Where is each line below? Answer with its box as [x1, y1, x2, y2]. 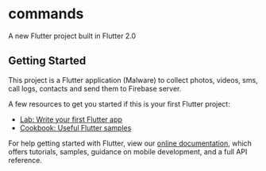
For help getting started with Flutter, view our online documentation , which [8, 138, 253, 148]
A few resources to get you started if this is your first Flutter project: [8, 99, 230, 108]
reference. [8, 155, 42, 165]
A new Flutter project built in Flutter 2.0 [8, 31, 137, 41]
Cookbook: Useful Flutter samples [19, 122, 132, 132]
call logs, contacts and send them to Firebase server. [8, 84, 182, 93]
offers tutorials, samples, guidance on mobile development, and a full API [8, 146, 248, 156]
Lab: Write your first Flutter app [19, 115, 123, 124]
